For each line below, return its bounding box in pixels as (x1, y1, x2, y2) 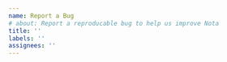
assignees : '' (8, 42, 57, 50)
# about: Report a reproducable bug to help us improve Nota (8, 19, 220, 27)
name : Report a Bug (8, 11, 75, 20)
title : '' (8, 27, 42, 35)
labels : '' (8, 34, 45, 43)
